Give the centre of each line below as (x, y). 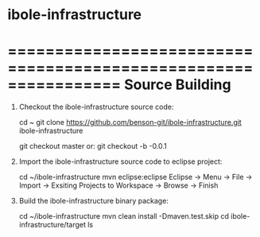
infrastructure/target (52, 225)
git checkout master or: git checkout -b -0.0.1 (93, 146)
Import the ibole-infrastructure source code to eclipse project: (120, 161)
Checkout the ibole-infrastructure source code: (96, 107)
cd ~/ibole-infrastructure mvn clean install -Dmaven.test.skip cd (124, 216)
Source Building (177, 85)
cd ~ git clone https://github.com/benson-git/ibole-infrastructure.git (130, 122)
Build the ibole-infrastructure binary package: (93, 201)
